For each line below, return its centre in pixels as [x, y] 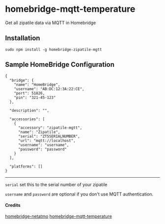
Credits [13, 205]
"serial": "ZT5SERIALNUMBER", [49, 136]
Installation [23, 38]
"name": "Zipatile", [39, 132]
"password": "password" [42, 149]
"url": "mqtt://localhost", [47, 141]
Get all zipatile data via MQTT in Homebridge [51, 23]
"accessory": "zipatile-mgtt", [50, 128]
